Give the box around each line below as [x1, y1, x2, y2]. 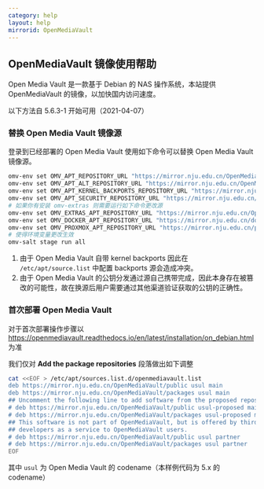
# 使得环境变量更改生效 [8, 231, 75, 239]
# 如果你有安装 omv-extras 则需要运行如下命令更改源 [8, 201, 163, 209]
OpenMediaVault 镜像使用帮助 [8, 57, 157, 71]
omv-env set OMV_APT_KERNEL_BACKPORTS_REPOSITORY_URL [8, 187, 189, 195]
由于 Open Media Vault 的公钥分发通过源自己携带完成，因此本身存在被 [19, 273, 247, 283]
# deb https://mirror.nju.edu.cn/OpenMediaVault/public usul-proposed [8, 404, 244, 412]
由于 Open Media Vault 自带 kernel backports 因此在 [19, 253, 189, 263]
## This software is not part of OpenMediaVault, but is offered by [8, 418, 237, 426]
